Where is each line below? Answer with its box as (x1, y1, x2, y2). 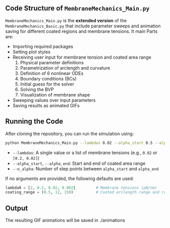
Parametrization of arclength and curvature (20, 65, 110, 71)
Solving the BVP (20, 86, 54, 93)
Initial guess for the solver (20, 81, 74, 87)
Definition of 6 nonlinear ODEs (20, 70, 83, 76)
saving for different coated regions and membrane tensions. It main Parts (5, 28, 158, 34)
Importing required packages (12, 43, 73, 50)
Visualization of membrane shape (20, 92, 90, 98)
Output (5, 204, 28, 212)
